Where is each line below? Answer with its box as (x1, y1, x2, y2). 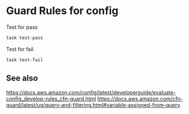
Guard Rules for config (6, 4, 119, 18)
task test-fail (6, 57, 43, 63)
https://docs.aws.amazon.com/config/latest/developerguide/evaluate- (6, 89, 176, 96)
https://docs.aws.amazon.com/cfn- (97, 95, 183, 102)
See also (6, 73, 38, 83)
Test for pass (6, 24, 38, 31)
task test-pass (6, 35, 43, 41)
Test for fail (6, 45, 33, 52)
